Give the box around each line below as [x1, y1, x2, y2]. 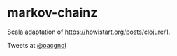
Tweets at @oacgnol [7, 41, 66, 49]
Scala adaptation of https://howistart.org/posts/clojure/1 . [7, 28, 171, 36]
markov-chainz [7, 5, 98, 21]
